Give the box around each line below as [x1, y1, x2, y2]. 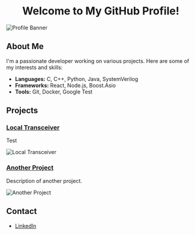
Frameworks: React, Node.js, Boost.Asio [14, 82, 116, 89]
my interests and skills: [6, 64, 63, 71]
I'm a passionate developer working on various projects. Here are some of [6, 57, 190, 64]
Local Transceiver [6, 123, 60, 132]
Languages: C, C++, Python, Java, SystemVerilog [14, 75, 139, 82]
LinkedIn [14, 222, 37, 229]
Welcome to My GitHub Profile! [22, 4, 180, 18]
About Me [6, 41, 44, 52]
